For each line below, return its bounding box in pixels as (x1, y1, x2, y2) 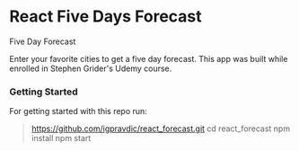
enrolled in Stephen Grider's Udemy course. (9, 63, 172, 74)
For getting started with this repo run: (9, 106, 148, 117)
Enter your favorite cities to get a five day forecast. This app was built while (9, 53, 288, 64)
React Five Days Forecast (9, 6, 202, 27)
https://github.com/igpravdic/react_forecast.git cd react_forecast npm (31, 123, 290, 134)
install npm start (31, 133, 92, 144)
